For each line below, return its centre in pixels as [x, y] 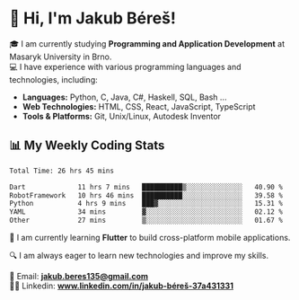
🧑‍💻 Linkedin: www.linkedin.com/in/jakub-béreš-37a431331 [122, 286]
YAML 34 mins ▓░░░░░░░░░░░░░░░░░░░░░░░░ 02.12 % [146, 212]
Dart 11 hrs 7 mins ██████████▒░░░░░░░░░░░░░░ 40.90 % [146, 187]
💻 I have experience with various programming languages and [125, 66]
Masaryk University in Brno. [61, 57]
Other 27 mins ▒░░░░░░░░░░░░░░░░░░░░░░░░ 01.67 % [146, 221]
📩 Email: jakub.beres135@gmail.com [79, 276]
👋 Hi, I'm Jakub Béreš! [93, 18]
